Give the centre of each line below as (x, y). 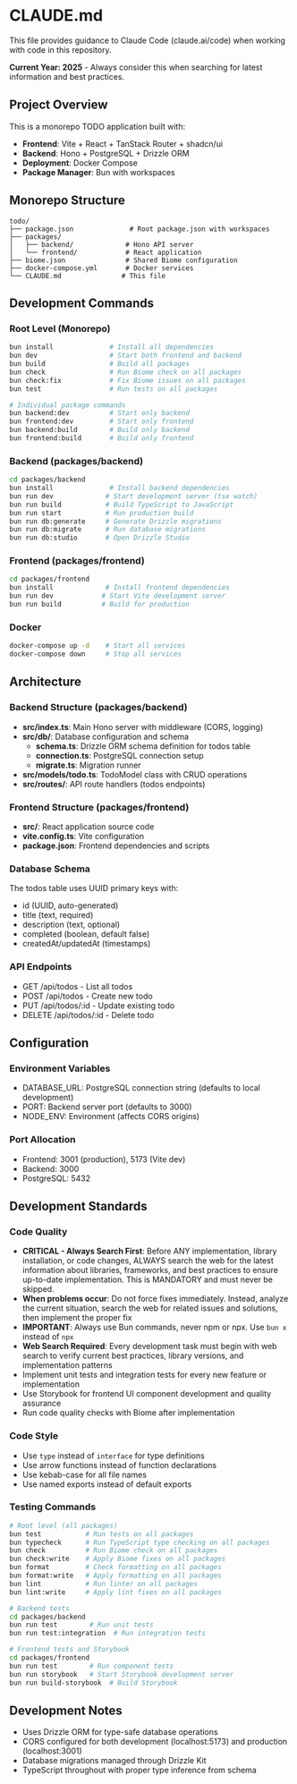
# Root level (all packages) (64, 1525)
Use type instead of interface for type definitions (114, 1456)
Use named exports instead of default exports (107, 1484)
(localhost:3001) (52, 1751)
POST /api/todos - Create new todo (88, 996)
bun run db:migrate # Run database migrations (107, 530)
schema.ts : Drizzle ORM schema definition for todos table (143, 746)
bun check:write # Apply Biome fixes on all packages (118, 1559)
